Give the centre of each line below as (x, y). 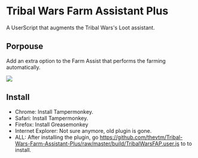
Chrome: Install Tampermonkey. (54, 111)
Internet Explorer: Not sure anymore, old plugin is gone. (83, 130)
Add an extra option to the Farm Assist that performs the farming (86, 60)
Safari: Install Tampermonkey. (51, 118)
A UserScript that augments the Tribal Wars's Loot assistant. (81, 28)
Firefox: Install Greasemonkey (51, 124)
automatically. (23, 67)
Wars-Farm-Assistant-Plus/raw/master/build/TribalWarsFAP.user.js (97, 143)
